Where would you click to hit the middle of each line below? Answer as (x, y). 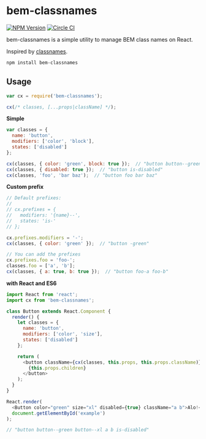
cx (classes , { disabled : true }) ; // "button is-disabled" (85, 169)
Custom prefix (25, 187)
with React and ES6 (32, 283)
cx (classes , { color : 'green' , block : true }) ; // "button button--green (104, 164)
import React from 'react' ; (42, 294)
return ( (29, 356)
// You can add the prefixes (44, 254)
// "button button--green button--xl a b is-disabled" (78, 430)
